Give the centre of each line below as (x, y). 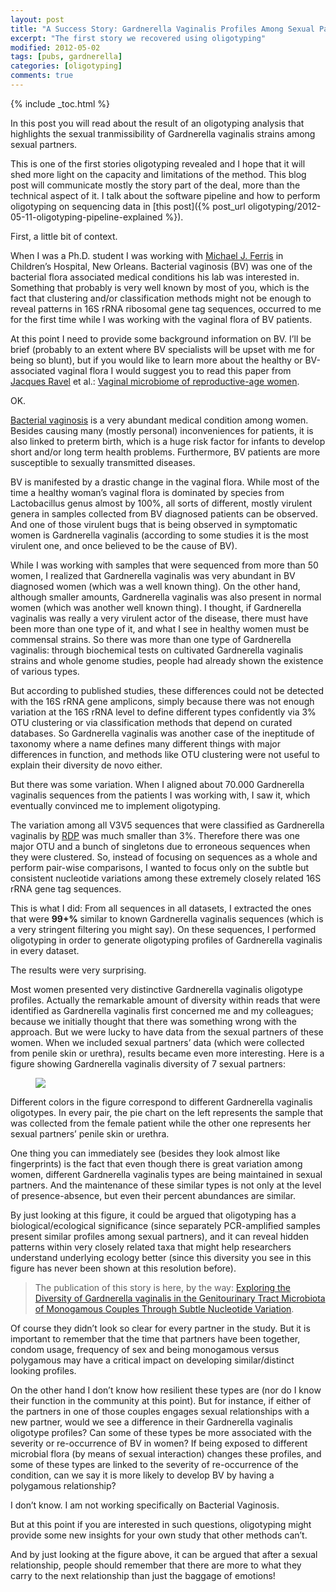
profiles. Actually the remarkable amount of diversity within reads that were (165, 1000)
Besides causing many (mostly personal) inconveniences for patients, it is (162, 430)
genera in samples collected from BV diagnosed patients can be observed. (164, 513)
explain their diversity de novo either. (86, 765)
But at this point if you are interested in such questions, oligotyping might (161, 1524)
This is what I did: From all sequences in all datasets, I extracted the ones (161, 908)
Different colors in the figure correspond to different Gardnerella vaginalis (161, 1102)
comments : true (42, 76)
